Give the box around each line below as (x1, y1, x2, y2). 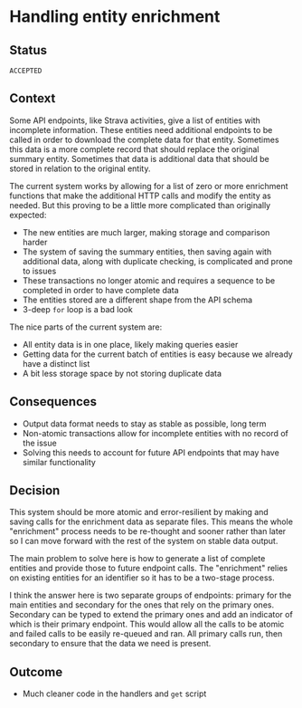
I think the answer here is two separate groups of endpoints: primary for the (9, 590, 292, 601)
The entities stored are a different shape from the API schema (22, 294, 253, 305)
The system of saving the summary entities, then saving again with (22, 246, 272, 257)
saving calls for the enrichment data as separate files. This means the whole (9, 516, 294, 527)
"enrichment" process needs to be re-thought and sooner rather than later (9, 526, 287, 537)
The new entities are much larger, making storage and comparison (22, 226, 270, 237)
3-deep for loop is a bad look (22, 303, 133, 314)
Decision (9, 483, 61, 499)
